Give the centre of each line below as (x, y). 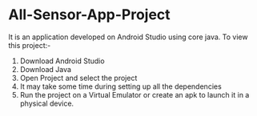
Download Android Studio (62, 61)
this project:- (30, 45)
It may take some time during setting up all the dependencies (120, 86)
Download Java (46, 69)
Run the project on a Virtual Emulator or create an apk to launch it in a (135, 94)
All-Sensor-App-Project (89, 15)
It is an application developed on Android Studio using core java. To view (128, 37)
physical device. (47, 103)
